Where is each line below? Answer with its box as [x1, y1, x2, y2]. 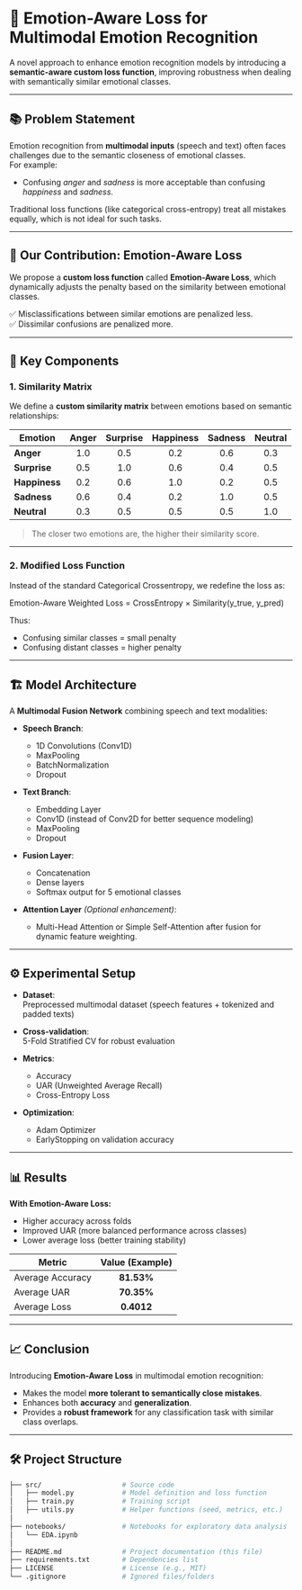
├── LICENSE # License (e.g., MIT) [9, 1564, 207, 1573]
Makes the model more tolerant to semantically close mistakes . [22, 1388, 262, 1398]
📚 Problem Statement [9, 112, 136, 127]
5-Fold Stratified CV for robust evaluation [22, 1036, 175, 1047]
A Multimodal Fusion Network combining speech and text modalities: [9, 705, 268, 716]
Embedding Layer [35, 804, 102, 815]
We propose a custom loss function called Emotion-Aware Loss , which [9, 272, 277, 283]
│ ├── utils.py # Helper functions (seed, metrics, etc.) [9, 1505, 283, 1514]
